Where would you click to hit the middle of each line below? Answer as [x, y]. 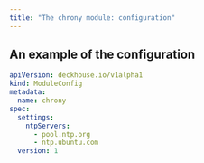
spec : [19, 109]
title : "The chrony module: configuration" [93, 18]
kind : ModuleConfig [46, 84]
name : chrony [42, 101]
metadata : [28, 92]
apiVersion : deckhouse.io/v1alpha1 [76, 75]
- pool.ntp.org [62, 134]
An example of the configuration [102, 55]
